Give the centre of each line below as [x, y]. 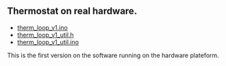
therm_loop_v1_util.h [45, 35]
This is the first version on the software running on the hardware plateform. [113, 55]
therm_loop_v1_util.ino [48, 42]
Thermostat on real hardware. [72, 11]
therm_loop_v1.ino [42, 27]
